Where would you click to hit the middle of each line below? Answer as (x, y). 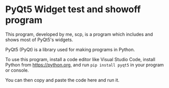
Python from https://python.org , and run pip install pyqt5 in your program (84, 65)
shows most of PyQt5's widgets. (39, 40)
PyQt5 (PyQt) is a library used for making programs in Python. (70, 49)
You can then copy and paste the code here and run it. (62, 80)
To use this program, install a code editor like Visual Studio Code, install (80, 59)
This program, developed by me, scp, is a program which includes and (79, 34)
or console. (17, 70)
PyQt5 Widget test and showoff (73, 9)
